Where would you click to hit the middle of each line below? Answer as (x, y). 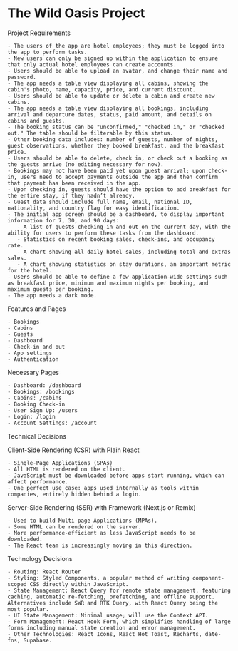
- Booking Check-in (36, 404)
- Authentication (33, 359)
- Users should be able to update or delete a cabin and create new (111, 96)
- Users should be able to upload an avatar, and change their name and (118, 71)
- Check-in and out (36, 347)
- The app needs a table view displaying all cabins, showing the (108, 83)
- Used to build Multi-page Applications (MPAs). (83, 521)
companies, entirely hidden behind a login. (74, 494)
